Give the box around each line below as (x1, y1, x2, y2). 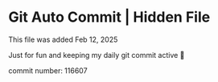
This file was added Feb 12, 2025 (8, 35, 118, 44)
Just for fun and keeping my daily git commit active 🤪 (8, 50, 185, 59)
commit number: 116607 (8, 65, 88, 76)
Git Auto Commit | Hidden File (8, 8, 211, 27)
